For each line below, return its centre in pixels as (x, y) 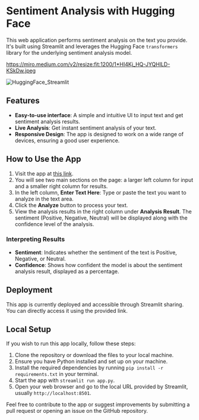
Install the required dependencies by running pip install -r (89, 368)
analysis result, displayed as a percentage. (67, 271)
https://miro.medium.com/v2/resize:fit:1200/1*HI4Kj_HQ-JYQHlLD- (88, 64)
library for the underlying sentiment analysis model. (69, 52)
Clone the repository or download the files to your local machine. (94, 355)
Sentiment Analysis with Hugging (91, 11)
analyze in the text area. (44, 199)
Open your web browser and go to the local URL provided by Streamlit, (101, 387)
